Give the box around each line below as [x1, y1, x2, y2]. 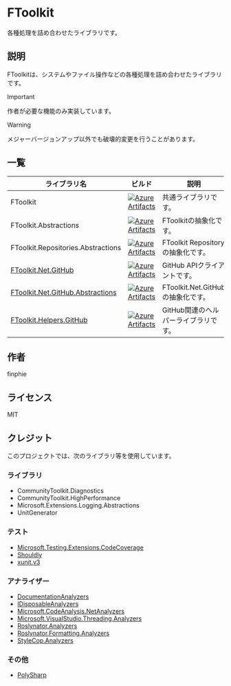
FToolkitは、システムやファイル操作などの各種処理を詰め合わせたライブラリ [7, 70, 222, 79]
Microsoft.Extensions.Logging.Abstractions [16, 501, 140, 510]
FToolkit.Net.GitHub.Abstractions [10, 287, 117, 297]
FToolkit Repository [162, 238, 225, 247]
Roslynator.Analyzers [16, 621, 78, 630]
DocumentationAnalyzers [16, 592, 89, 601]
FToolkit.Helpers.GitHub [10, 315, 88, 324]
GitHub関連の [162, 305, 206, 315]
